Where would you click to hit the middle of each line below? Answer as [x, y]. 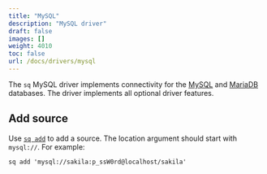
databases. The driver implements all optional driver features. [111, 93]
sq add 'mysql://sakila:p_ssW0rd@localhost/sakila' [97, 162]
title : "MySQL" [34, 16]
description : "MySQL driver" [58, 24]
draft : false [30, 31]
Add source [39, 119]
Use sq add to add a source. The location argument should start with [123, 138]
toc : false [27, 54]
